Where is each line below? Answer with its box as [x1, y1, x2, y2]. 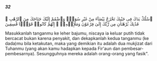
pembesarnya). [5, 50, 36, 56]
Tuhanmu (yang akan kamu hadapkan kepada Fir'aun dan [5, 46, 120, 51]
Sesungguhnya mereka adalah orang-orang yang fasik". [36, 50, 149, 56]
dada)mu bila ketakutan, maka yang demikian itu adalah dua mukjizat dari [5, 40, 153, 46]
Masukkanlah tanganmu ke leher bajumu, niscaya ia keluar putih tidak [5, 30, 145, 36]
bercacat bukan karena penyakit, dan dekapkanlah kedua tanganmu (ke [5, 35, 149, 41]
